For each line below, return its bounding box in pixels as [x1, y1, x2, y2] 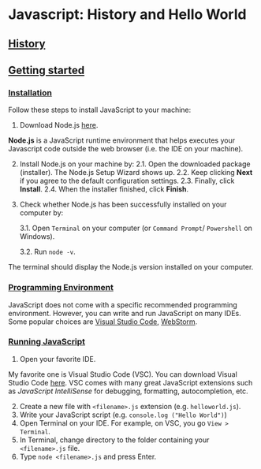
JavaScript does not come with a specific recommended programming [8, 300, 238, 309]
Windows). [19, 232, 55, 241]
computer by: [19, 208, 64, 218]
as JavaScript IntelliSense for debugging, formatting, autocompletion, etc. [8, 386, 248, 396]
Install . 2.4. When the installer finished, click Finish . [19, 184, 189, 194]
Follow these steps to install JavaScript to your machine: [8, 105, 192, 115]
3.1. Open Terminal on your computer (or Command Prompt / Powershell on [19, 223, 252, 233]
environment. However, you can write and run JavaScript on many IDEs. [8, 308, 242, 318]
